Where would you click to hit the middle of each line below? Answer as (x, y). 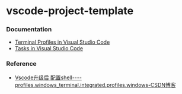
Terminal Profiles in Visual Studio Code (62, 42)
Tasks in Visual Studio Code (49, 48)
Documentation (29, 30)
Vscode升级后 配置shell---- (48, 77)
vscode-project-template (70, 11)
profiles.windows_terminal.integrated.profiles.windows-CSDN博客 (95, 85)
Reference (21, 64)
